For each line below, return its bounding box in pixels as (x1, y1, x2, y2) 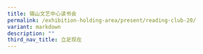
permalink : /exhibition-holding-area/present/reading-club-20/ (7, 17, 197, 24)
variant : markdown (7, 23, 61, 30)
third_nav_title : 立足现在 (7, 36, 82, 43)
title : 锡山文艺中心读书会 (7, 10, 77, 18)
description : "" (7, 29, 55, 37)
